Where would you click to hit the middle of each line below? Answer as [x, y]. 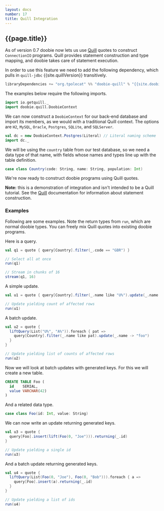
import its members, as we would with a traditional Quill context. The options [82, 121]
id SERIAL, [24, 386]
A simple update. [22, 286]
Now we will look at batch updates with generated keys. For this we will [77, 367]
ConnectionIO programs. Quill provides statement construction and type [77, 55]
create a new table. [24, 373]
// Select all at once [28, 259]
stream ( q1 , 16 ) [20, 277]
